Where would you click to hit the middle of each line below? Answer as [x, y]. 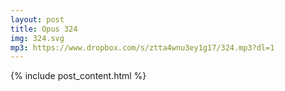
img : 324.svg [37, 38]
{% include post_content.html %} [78, 76]
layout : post [37, 19]
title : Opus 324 [44, 29]
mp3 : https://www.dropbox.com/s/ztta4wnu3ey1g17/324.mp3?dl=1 [142, 47]
